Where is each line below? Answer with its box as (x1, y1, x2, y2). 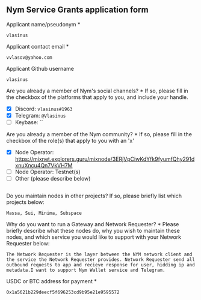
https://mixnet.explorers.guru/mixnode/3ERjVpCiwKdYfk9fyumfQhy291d (14, 155, 195, 163)
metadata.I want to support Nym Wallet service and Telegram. (6, 267, 165, 274)
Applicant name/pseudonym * (6, 20, 81, 28)
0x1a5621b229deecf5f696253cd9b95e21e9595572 (6, 289, 120, 296)
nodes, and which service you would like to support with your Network (6, 233, 182, 241)
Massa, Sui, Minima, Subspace (6, 210, 82, 217)
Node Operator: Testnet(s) (14, 168, 81, 176)
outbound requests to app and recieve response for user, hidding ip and (6, 262, 196, 268)
